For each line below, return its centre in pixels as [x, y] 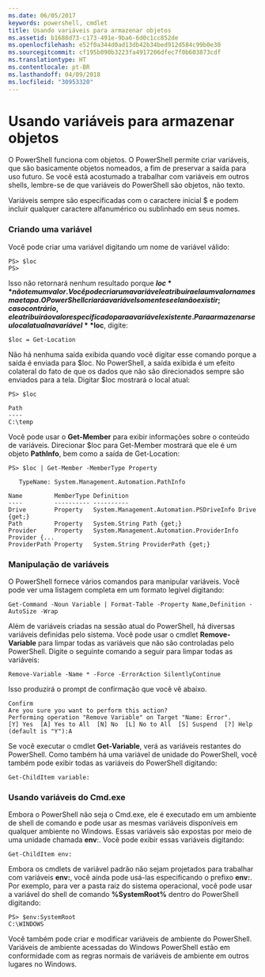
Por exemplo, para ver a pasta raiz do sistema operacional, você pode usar [131, 886]
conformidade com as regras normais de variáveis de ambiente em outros [129, 956]
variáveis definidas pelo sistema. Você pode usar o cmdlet [103, 634]
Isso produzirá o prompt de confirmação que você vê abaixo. [108, 689]
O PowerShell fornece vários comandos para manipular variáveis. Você [124, 582]
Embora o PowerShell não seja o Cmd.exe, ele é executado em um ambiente [132, 814]
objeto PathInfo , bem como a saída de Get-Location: [94, 454]
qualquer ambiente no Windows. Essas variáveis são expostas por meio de [130, 831]
